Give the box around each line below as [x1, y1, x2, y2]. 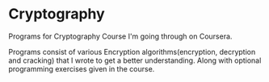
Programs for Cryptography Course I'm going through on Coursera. [8, 31, 233, 41]
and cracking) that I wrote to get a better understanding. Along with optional [8, 55, 262, 65]
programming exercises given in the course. [8, 64, 155, 73]
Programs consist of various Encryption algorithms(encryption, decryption [8, 47, 256, 56]
